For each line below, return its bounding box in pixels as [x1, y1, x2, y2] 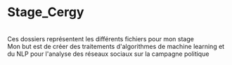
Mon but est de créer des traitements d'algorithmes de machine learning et [7, 42, 225, 50]
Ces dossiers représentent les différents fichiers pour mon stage [7, 34, 195, 43]
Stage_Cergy [7, 4, 84, 20]
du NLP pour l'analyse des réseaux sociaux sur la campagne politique [7, 50, 210, 58]
